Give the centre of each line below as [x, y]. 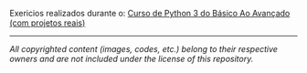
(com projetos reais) [48, 23]
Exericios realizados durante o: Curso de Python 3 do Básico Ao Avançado [150, 13]
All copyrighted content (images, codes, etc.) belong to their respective [144, 49]
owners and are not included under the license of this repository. [132, 59]
